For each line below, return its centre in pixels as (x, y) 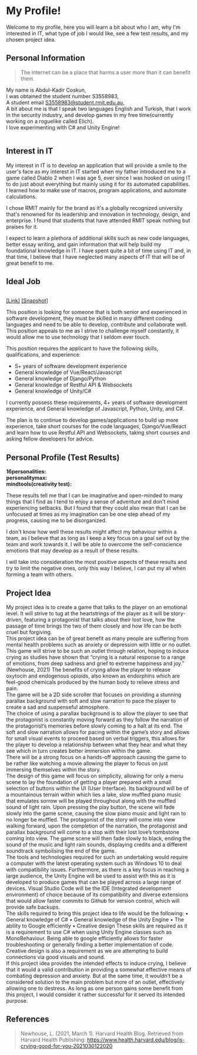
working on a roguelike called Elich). (50, 121)
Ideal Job (24, 281)
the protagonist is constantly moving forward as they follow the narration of (98, 720)
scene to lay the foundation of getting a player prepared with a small (89, 782)
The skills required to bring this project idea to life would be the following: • (97, 913)
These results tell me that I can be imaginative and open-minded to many (95, 496)
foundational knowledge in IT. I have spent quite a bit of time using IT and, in (98, 251)
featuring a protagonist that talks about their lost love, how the (100, 620)
